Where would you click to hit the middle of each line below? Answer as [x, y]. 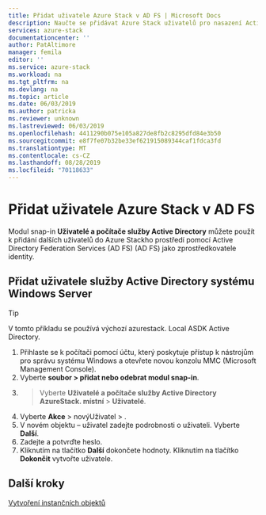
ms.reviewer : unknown [44, 119]
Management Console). [58, 368]
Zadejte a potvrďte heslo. [61, 441]
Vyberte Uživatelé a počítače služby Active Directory [128, 392]
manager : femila [35, 52]
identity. [21, 256]
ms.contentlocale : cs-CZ [49, 155]
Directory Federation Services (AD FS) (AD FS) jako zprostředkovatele [122, 248]
